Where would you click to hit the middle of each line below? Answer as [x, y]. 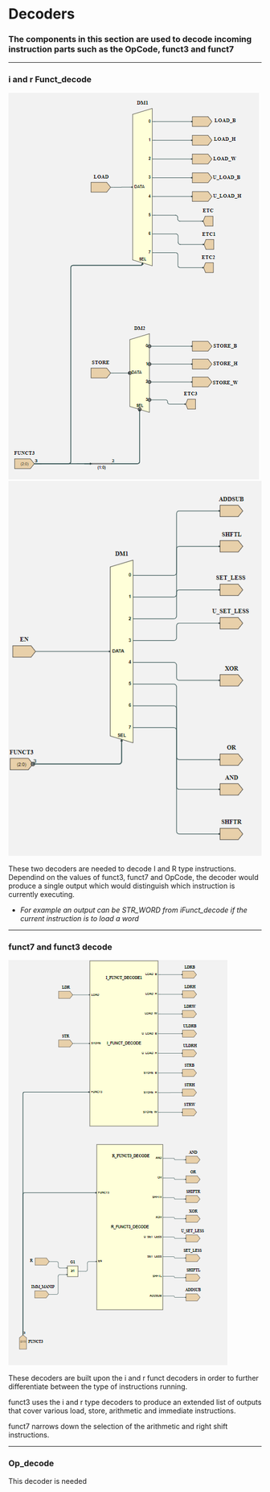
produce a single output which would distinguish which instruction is [122, 886]
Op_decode [31, 1464]
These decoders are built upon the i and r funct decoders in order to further [134, 1378]
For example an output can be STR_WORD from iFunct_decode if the [133, 910]
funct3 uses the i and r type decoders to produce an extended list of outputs [135, 1403]
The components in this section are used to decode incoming [130, 39]
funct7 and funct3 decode [60, 947]
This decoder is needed [47, 1481]
